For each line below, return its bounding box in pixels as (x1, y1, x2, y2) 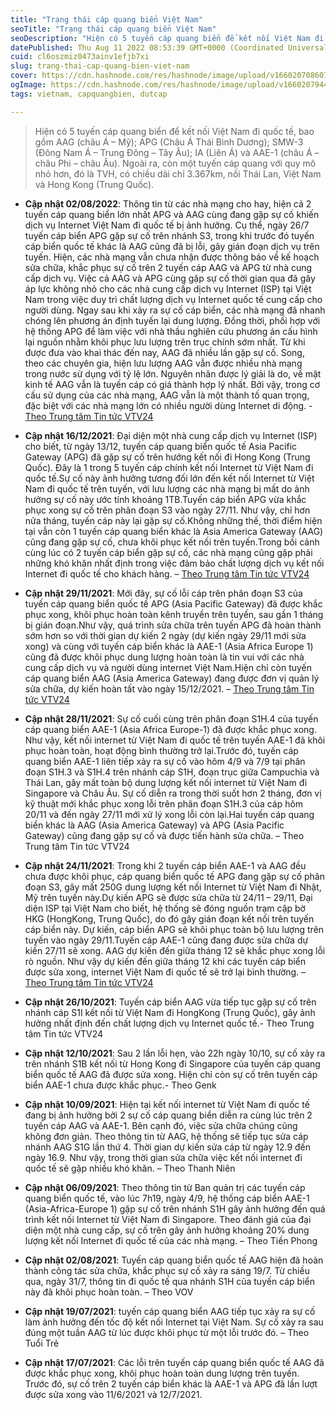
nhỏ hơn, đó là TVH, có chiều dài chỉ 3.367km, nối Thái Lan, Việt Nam (34, 167, 322, 180)
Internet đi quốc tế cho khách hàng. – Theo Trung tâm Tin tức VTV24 (24, 567, 310, 580)
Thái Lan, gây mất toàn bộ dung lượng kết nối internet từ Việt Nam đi (24, 776, 308, 788)
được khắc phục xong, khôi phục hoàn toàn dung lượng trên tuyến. (24, 1367, 300, 1379)
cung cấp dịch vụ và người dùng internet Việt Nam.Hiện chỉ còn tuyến (24, 661, 313, 673)
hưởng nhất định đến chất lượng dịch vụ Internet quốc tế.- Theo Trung (24, 1017, 315, 1029)
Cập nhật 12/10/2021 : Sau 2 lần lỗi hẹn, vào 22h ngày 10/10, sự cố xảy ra (24, 1047, 326, 1059)
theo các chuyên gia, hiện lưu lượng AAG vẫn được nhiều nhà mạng (24, 357, 303, 369)
